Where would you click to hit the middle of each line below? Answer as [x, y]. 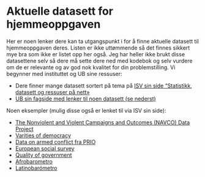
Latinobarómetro [36, 168]
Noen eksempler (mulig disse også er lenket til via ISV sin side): [86, 110]
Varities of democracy [43, 135]
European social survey [45, 148]
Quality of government [43, 155]
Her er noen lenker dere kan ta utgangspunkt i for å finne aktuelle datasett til [102, 41]
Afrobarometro [34, 161]
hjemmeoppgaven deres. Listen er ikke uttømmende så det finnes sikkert [98, 48]
